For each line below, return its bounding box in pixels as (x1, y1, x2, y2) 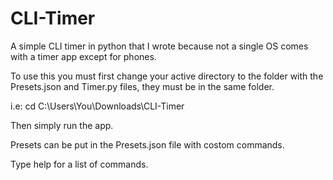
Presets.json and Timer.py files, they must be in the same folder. (10, 80, 275, 92)
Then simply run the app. (10, 119, 114, 131)
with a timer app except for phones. (10, 50, 157, 62)
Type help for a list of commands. (10, 158, 149, 170)
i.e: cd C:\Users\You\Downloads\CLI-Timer (10, 100, 185, 112)
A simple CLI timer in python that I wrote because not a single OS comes (10, 40, 309, 52)
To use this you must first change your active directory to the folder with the (10, 70, 324, 82)
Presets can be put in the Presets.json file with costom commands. (10, 138, 285, 151)
